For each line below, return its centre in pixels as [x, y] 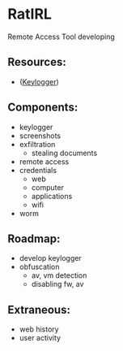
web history [39, 329]
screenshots [40, 136]
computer [47, 187]
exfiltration [37, 144]
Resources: [37, 62]
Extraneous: [39, 310]
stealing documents [64, 153]
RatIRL [30, 14]
